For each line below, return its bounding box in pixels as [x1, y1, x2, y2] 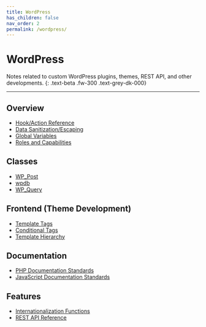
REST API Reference [15, 314, 67, 321]
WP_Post [15, 172, 39, 180]
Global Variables [15, 133, 57, 139]
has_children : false [6, 15, 59, 21]
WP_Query [15, 185, 42, 193]
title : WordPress [6, 9, 51, 15]
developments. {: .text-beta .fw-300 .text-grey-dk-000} [6, 79, 147, 87]
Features [6, 291, 41, 301]
